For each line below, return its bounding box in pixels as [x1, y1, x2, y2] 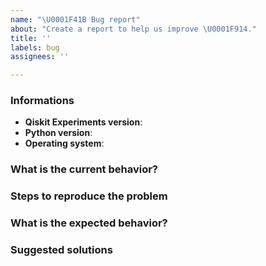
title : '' [10, 33, 52, 43]
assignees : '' [10, 52, 70, 62]
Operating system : [24, 137, 105, 150]
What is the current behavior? [10, 162, 159, 176]
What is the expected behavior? [10, 216, 168, 230]
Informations [10, 94, 75, 108]
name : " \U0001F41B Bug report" [10, 14, 141, 25]
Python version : [24, 127, 93, 139]
